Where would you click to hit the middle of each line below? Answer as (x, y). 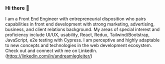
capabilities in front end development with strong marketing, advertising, (80, 24)
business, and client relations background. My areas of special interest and (82, 29)
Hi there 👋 (17, 8)
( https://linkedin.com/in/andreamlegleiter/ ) (49, 56)
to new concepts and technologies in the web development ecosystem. (79, 45)
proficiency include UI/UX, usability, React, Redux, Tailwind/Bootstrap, (77, 35)
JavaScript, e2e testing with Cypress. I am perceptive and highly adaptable (82, 40)
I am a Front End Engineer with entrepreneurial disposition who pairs (75, 19)
